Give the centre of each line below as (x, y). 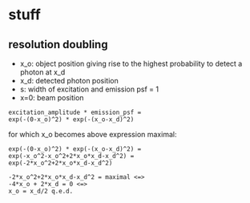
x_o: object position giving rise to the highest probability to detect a (131, 63)
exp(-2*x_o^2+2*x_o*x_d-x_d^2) (60, 163)
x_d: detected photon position (69, 81)
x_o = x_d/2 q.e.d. (41, 191)
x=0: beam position (52, 97)
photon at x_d (42, 72)
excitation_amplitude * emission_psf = (75, 112)
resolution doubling (58, 45)
